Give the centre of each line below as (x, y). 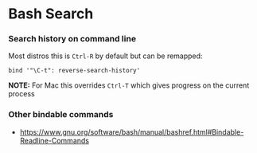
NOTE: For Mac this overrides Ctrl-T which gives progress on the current (129, 85)
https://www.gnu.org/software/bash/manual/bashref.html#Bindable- (132, 131)
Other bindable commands (61, 115)
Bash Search (51, 14)
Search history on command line (72, 39)
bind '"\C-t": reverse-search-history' (74, 71)
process (21, 94)
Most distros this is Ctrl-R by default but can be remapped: (105, 56)
